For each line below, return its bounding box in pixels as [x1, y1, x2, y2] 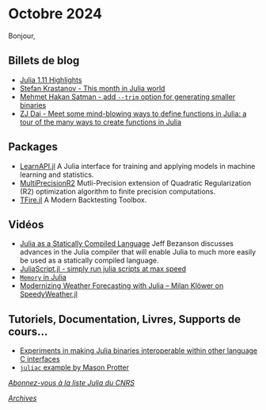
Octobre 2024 [8, 5, 103, 23]
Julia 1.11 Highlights [19, 75, 82, 84]
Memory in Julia [19, 273, 67, 282]
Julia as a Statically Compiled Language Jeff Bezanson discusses [19, 239, 234, 248]
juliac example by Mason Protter [19, 362, 129, 373]
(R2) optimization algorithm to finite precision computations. [19, 186, 216, 196]
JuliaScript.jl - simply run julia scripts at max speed [19, 264, 187, 274]
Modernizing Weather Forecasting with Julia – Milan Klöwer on [19, 281, 224, 290]
